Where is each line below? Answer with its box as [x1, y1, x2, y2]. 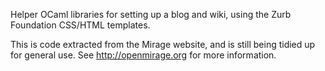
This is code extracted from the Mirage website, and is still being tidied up [10, 39, 316, 50]
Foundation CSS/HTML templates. [10, 19, 151, 31]
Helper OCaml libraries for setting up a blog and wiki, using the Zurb [10, 9, 292, 20]
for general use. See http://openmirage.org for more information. [10, 49, 277, 61]
